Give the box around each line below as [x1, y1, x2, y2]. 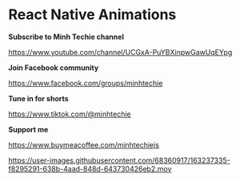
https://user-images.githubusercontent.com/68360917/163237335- [8, 155, 230, 165]
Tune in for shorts [8, 93, 70, 103]
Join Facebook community [8, 62, 99, 73]
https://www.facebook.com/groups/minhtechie [8, 78, 163, 88]
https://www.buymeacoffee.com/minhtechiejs [8, 140, 160, 149]
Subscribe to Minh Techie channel [8, 32, 124, 41]
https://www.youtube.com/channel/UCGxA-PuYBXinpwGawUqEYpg [8, 47, 233, 57]
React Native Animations [8, 6, 177, 24]
